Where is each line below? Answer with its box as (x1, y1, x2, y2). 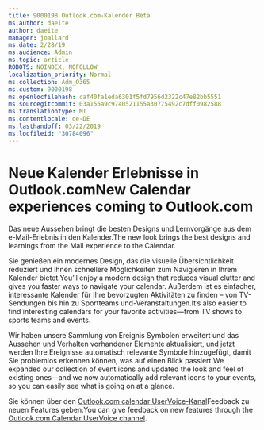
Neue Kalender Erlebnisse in (8, 163, 200, 182)
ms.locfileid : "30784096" (8, 129, 94, 137)
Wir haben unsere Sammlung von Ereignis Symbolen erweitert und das (8, 330, 239, 340)
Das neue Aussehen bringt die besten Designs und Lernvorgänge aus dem (8, 224, 252, 233)
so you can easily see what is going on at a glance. (8, 381, 175, 390)
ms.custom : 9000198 (8, 85, 73, 94)
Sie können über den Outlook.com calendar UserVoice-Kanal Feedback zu (8, 396, 250, 405)
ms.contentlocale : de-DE (8, 115, 90, 123)
